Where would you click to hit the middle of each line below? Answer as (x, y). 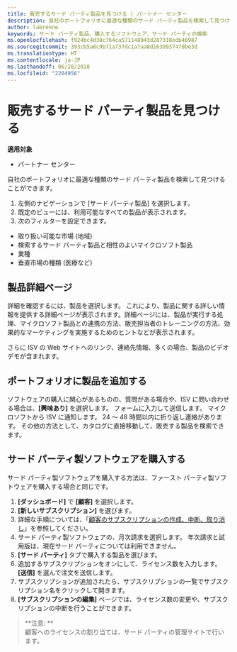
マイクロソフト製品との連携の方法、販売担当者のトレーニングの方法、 (122, 324)
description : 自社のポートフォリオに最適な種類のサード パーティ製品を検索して (111, 21)
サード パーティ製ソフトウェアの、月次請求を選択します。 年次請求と (118, 537)
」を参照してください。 (58, 528)
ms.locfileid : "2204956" (44, 73)
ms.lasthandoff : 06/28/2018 (49, 67)
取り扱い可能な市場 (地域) (55, 236)
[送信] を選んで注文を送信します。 (67, 573)
